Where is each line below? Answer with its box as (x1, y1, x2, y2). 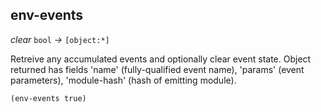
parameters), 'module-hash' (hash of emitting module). (10, 74, 237, 86)
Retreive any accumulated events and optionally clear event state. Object (10, 53, 312, 65)
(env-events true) (10, 93, 87, 103)
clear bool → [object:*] (10, 33, 110, 45)
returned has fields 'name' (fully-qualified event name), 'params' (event (10, 63, 305, 75)
